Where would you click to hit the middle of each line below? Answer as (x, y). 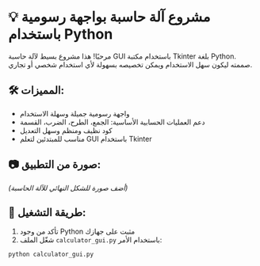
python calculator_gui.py (51, 255)
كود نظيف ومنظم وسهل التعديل (66, 130)
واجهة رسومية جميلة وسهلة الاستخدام (75, 113)
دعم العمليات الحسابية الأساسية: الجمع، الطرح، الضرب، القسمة (112, 122)
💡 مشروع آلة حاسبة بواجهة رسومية (109, 17)
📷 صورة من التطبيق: (55, 165)
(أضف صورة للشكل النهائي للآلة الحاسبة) (68, 188)
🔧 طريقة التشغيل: (47, 213)
